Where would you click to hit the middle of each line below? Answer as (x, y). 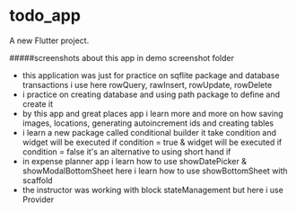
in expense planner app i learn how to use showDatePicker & (134, 161)
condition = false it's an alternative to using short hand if (126, 151)
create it (38, 103)
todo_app (45, 16)
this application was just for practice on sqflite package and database (151, 75)
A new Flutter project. (49, 40)
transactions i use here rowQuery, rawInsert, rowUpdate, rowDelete (147, 84)
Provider (38, 199)
